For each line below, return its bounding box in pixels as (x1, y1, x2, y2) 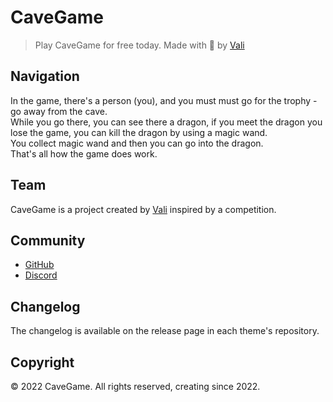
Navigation (10, 68, 80, 85)
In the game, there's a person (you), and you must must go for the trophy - (10, 94, 318, 106)
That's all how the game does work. (10, 147, 158, 160)
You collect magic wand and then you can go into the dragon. (10, 137, 264, 149)
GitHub (24, 259, 55, 271)
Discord (24, 269, 58, 281)
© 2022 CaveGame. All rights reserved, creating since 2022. (10, 381, 261, 392)
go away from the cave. (10, 105, 108, 117)
